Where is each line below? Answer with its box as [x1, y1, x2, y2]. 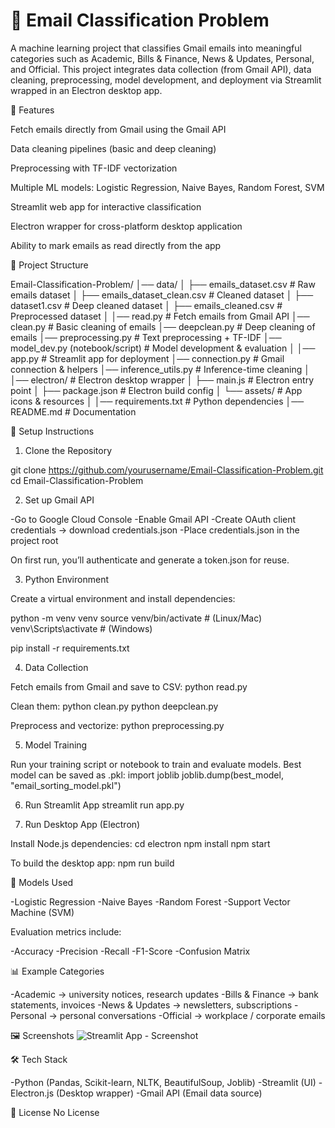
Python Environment [24, 573, 109, 585]
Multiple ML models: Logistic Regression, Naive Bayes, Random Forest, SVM [10, 181, 325, 193]
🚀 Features [10, 104, 55, 116]
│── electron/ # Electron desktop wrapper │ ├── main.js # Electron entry [10, 374, 315, 386]
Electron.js [10, 1087, 55, 1099]
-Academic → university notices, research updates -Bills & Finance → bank [10, 988, 320, 1000]
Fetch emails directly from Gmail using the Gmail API [10, 123, 227, 135]
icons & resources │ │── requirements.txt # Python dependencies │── [10, 395, 305, 407]
